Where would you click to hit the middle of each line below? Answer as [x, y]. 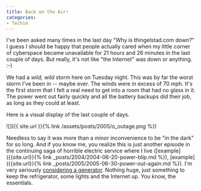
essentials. [20, 183]
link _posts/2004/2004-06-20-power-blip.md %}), [106, 157]
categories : [21, 17]
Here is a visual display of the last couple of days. [68, 114]
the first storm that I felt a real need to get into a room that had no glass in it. [101, 90]
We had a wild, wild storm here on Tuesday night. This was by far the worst [100, 77]
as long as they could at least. [43, 103]
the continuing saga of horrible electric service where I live [79, 151]
